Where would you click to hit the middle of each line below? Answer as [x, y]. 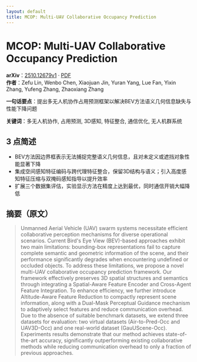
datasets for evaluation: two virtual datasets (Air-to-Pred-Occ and [100, 322]
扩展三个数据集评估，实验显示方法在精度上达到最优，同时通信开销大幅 [100, 186]
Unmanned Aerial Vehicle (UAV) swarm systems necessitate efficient [104, 228]
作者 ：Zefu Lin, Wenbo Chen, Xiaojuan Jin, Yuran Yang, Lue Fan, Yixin [91, 83]
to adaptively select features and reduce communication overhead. [102, 309]
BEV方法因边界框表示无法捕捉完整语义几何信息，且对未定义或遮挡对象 [100, 157]
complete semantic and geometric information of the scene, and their [105, 253]
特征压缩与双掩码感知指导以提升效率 [64, 179]
